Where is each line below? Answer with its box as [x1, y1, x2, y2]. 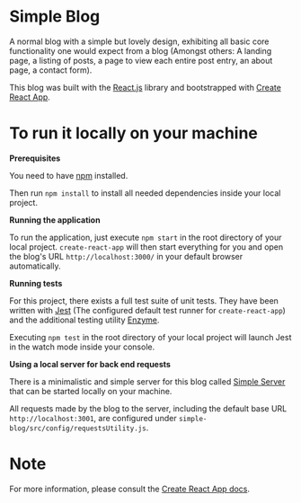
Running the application [9, 214, 101, 225]
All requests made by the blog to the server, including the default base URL [9, 402, 288, 414]
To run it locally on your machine [9, 123, 259, 144]
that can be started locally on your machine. [9, 385, 173, 396]
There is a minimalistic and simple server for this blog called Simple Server [9, 375, 286, 387]
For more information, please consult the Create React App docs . [9, 483, 250, 494]
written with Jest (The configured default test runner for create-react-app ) [9, 304, 286, 315]
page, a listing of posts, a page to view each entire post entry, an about [9, 55, 273, 66]
